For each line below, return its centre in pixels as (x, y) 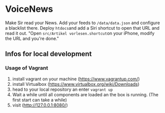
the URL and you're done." (32, 38)
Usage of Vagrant (27, 68)
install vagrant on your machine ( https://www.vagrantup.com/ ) (76, 79)
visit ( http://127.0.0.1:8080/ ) (40, 105)
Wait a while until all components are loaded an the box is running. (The (85, 94)
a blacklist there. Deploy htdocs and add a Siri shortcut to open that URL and (82, 28)
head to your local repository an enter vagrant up (62, 89)
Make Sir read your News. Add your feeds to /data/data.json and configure (82, 23)
